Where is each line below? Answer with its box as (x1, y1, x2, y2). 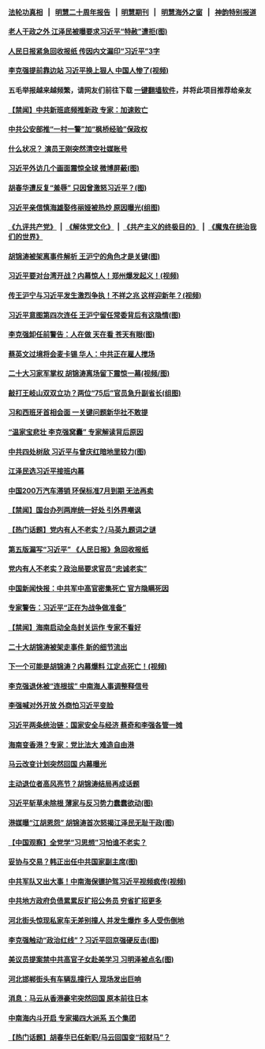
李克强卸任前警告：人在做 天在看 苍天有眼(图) (8, 330, 155, 339)
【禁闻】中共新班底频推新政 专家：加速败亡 (8, 105, 148, 114)
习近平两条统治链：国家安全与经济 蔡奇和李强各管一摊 (8, 720, 183, 729)
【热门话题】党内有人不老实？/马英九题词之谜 (8, 525, 156, 534)
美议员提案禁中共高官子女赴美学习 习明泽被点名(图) (8, 955, 174, 965)
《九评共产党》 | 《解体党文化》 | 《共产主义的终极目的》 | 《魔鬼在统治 (8, 222, 250, 232)
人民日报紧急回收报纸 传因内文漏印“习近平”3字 (8, 46, 160, 55)
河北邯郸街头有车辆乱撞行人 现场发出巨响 (8, 974, 142, 983)
